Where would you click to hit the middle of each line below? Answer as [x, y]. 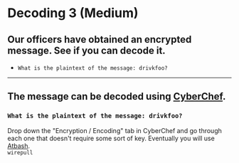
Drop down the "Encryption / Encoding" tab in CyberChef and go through [115, 130]
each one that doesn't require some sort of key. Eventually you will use [111, 138]
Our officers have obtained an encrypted [100, 40]
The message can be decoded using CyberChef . [117, 96]
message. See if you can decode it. [86, 50]
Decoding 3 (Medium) [73, 13]
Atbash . [19, 146]
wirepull [20, 152]
